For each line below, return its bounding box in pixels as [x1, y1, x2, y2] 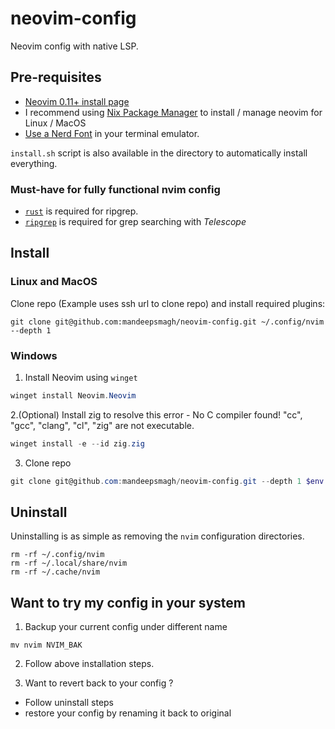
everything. [10, 157, 58, 169]
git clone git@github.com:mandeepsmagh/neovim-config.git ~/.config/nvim [10, 317, 325, 327]
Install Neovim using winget [24, 372, 138, 384]
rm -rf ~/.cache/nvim [10, 567, 101, 577]
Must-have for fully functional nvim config [10, 182, 221, 196]
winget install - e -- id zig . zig [10, 438, 145, 449]
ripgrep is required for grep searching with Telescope [24, 216, 247, 228]
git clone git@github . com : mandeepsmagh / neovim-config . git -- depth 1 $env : [10, 476, 329, 486]
